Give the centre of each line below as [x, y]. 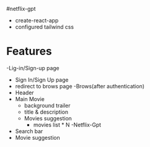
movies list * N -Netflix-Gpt [67, 125]
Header [25, 93]
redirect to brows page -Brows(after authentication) [80, 86]
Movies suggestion [48, 118]
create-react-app [37, 20]
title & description [46, 112]
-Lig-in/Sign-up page [33, 68]
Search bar [29, 131]
